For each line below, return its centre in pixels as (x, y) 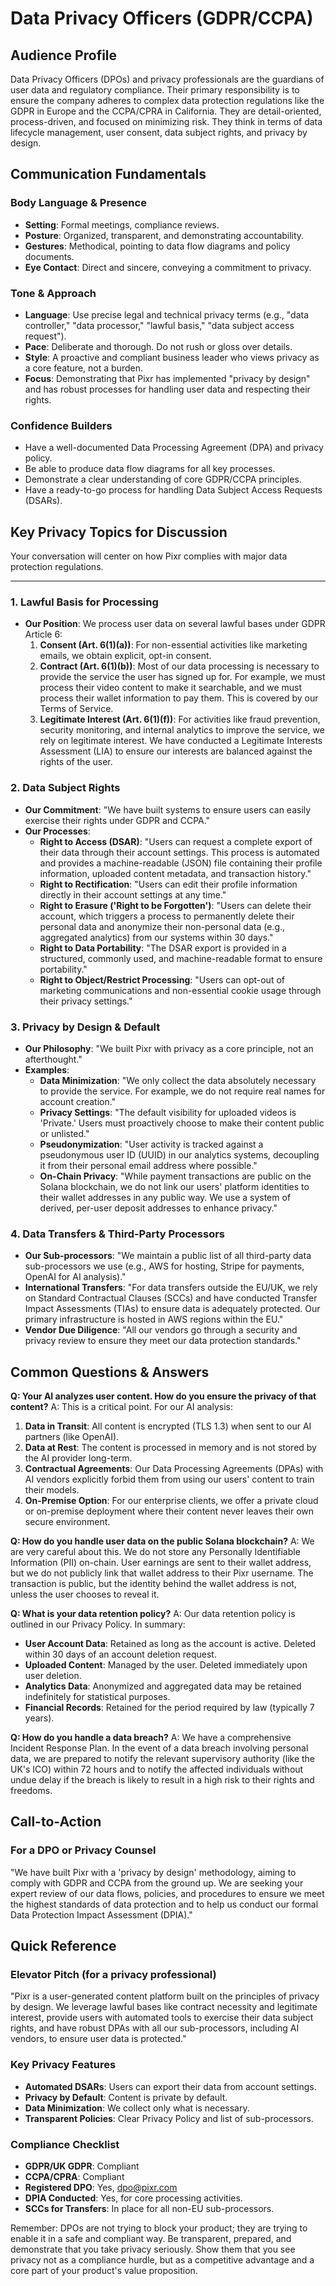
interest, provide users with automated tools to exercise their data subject (162, 2018)
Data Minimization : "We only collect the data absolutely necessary (178, 1080)
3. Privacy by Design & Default (85, 1027)
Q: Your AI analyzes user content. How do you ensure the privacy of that (163, 1396)
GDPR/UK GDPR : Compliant (82, 2166)
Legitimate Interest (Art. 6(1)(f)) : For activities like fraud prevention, (180, 719)
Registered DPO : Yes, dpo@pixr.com (101, 2188)
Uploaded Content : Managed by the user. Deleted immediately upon (166, 1665)
